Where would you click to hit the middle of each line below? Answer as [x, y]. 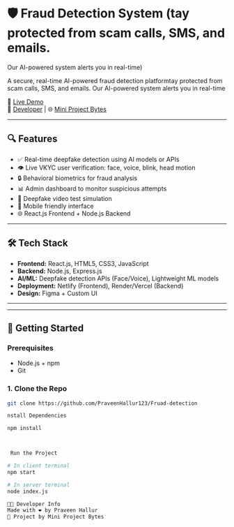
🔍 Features [32, 139]
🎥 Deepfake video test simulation [65, 198]
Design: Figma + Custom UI [57, 293]
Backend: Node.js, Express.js [60, 271]
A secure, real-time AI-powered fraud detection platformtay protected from [115, 80]
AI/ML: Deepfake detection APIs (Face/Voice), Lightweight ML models [118, 278]
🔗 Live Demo [25, 101]
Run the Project [34, 453]
